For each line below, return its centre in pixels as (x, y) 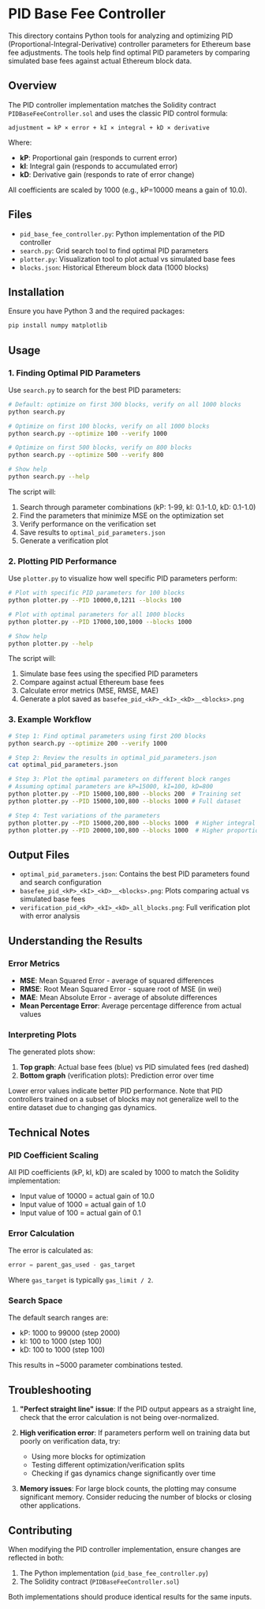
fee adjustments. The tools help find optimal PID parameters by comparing (129, 52)
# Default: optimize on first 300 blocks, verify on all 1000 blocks (125, 404)
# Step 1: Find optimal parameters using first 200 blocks (107, 736)
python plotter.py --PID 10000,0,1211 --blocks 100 (95, 601)
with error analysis (50, 916)
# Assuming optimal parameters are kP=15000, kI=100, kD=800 (111, 787)
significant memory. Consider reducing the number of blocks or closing (136, 1497)
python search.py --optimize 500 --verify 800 (86, 455)
